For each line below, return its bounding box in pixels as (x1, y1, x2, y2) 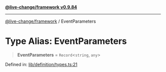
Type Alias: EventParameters (5, 36, 127, 47)
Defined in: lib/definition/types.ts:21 (5, 61, 78, 67)
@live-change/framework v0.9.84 (5, 4, 78, 10)
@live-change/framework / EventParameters (5, 18, 96, 24)
